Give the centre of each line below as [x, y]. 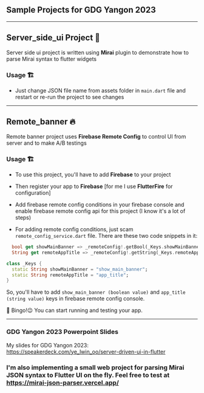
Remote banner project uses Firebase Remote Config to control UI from [96, 136]
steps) [23, 218]
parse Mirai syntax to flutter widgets [52, 59]
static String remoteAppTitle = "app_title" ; [70, 275]
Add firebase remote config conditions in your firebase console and [100, 205]
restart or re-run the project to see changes [70, 97]
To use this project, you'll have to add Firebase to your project [93, 175]
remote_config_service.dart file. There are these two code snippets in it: [106, 236]
